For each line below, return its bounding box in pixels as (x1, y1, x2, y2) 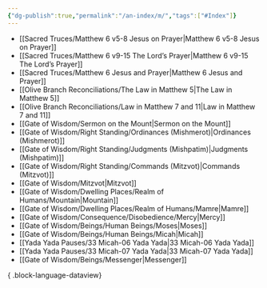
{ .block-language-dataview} (7, 270, 102, 280)
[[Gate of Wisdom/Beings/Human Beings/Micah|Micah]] (18, 229, 204, 238)
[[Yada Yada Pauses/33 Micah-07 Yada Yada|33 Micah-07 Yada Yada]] (18, 246, 253, 256)
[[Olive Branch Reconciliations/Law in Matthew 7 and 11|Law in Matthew (18, 102, 256, 111)
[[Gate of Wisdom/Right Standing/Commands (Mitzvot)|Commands (18, 161, 241, 170)
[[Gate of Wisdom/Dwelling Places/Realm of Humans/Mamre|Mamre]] (18, 203, 249, 213)
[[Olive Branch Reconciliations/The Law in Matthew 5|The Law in (18, 85, 233, 94)
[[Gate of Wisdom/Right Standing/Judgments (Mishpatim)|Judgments (18, 144, 249, 154)
